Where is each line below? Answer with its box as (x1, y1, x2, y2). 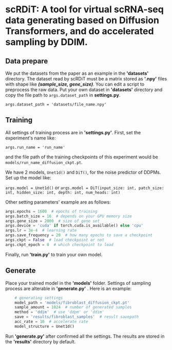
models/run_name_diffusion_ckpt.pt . (5, 159, 83, 165)
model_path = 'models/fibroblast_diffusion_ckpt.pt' (14, 300, 130, 305)
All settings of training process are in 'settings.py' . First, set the (5, 129, 141, 135)
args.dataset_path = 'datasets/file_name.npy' (5, 102, 107, 107)
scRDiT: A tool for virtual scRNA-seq (5, 4, 164, 15)
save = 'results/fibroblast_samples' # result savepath (14, 314, 139, 320)
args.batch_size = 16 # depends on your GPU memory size (5, 214, 132, 219)
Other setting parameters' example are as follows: (5, 199, 111, 205)
